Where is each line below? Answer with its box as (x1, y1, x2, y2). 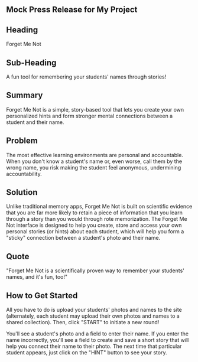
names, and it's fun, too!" (6, 273, 68, 281)
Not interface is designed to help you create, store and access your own (6, 221, 182, 229)
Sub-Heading (6, 57, 57, 67)
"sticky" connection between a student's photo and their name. (6, 234, 161, 242)
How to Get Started (6, 291, 78, 301)
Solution (6, 187, 38, 197)
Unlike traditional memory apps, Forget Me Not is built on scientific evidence (6, 203, 193, 210)
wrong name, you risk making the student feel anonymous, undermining (6, 164, 181, 171)
